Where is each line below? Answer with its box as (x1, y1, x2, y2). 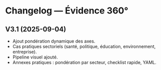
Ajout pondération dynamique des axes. (12, 38, 96, 44)
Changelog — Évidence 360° (5, 5, 128, 16)
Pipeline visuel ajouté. (12, 54, 58, 60)
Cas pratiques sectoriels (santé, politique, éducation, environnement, (12, 43, 156, 49)
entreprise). (12, 49, 37, 54)
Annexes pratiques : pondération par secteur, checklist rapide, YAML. (12, 59, 157, 65)
